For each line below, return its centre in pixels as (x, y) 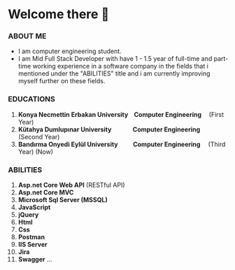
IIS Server (33, 245)
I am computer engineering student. (70, 51)
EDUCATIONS (31, 99)
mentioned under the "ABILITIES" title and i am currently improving (114, 73)
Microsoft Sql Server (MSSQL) (63, 200)
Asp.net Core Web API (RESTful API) (71, 185)
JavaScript (34, 207)
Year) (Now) (36, 151)
